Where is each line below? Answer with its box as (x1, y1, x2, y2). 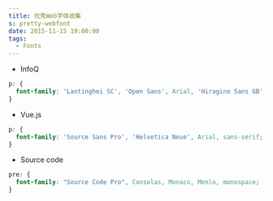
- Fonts (15, 42, 42, 50)
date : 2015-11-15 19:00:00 (8, 27, 100, 35)
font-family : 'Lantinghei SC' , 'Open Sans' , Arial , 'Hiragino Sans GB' (15, 88, 264, 96)
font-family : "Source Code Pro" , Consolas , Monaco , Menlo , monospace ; (15, 178, 260, 186)
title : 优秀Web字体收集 (8, 11, 81, 20)
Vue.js (19, 109, 42, 119)
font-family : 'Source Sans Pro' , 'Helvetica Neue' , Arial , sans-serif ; (15, 133, 264, 141)
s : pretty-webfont (8, 19, 71, 28)
